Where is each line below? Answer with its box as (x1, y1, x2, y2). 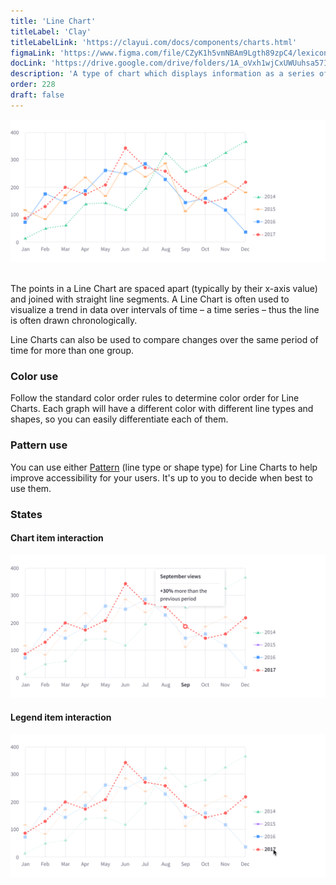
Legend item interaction (10, 711, 112, 723)
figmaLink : (10, 48, 56, 58)
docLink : (10, 58, 47, 69)
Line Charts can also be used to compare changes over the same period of (10, 334, 319, 346)
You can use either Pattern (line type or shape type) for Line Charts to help (10, 461, 318, 473)
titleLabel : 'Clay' (10, 26, 92, 37)
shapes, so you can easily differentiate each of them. (10, 413, 229, 425)
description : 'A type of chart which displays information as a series (10, 69, 315, 79)
